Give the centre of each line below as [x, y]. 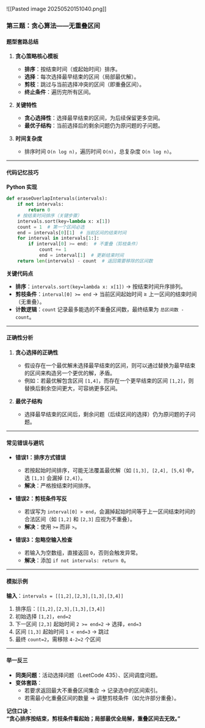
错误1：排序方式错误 [40, 458]
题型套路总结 [22, 41]
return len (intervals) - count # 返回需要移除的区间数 [85, 261]
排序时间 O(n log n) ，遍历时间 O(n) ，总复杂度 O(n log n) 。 [99, 151]
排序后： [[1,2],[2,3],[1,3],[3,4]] [60, 609]
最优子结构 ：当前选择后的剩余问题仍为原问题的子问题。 [94, 126]
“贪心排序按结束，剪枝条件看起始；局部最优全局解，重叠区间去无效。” [94, 718]
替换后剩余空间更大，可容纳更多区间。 [72, 388]
